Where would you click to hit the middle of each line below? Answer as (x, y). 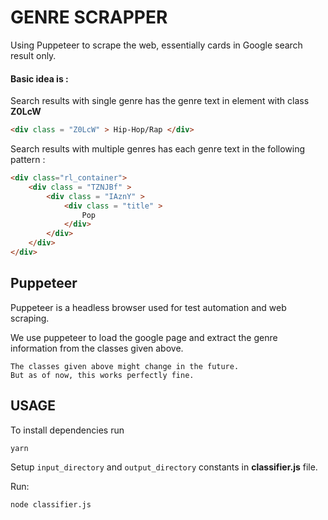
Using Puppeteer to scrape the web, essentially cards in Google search (156, 45)
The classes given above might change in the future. (125, 366)
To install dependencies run (67, 430)
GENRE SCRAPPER (89, 17)
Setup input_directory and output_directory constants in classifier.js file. (164, 467)
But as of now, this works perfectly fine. (102, 375)
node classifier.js (51, 505)
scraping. (30, 318)
